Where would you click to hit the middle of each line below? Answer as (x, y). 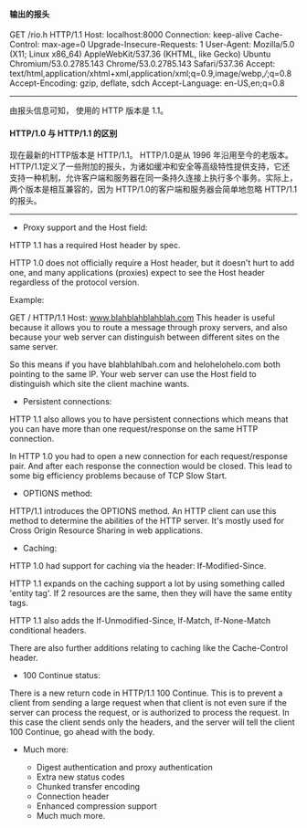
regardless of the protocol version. (74, 282)
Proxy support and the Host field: (85, 227)
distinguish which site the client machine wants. (100, 384)
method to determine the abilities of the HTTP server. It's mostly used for (147, 521)
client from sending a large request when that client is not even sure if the (148, 703)
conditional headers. (48, 631)
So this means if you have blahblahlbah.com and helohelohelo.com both (145, 364)
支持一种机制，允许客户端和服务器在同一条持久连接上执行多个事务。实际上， (153, 178)
